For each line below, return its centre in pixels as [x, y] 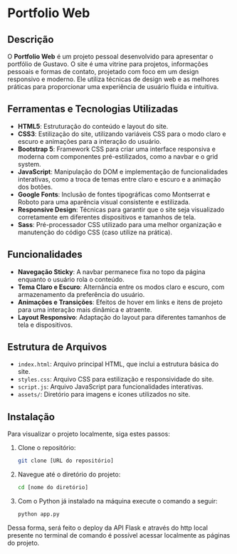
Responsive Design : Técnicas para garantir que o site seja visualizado [121, 209]
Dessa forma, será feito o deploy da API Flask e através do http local [108, 528]
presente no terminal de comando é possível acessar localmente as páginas [119, 535]
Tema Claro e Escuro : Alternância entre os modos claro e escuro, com [121, 287]
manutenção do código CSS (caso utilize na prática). [95, 232]
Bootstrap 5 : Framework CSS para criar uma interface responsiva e [116, 149]
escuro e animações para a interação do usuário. [89, 141]
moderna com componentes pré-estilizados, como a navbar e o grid [118, 156]
